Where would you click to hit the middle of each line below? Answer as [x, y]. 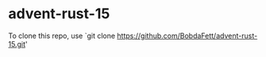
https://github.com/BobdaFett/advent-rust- [187, 36]
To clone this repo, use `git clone [62, 36]
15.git [17, 44]
